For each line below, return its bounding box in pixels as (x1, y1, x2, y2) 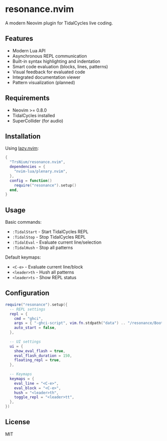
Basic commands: (5, 219, 42, 225)
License (5, 418, 30, 427)
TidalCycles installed (12, 112, 55, 118)
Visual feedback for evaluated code (12, 69, 85, 75)
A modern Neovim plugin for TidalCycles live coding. (5, 20, 113, 26)
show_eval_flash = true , (14, 348, 66, 353)
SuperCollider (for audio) (12, 118, 64, 124)
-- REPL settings (9, 306, 46, 312)
